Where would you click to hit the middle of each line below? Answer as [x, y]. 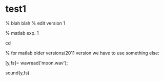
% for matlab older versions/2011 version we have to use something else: [83, 53]
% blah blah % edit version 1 [35, 23]
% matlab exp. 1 [22, 33]
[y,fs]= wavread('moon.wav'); [37, 63]
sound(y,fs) [17, 73]
